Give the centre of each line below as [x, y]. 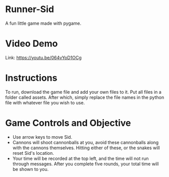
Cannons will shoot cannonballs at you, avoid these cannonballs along [86, 142]
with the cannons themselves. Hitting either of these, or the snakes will [86, 148]
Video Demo [32, 44]
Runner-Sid [30, 9]
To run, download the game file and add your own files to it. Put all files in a [83, 92]
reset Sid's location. [33, 153]
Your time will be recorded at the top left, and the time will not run [80, 158]
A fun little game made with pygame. [43, 23]
